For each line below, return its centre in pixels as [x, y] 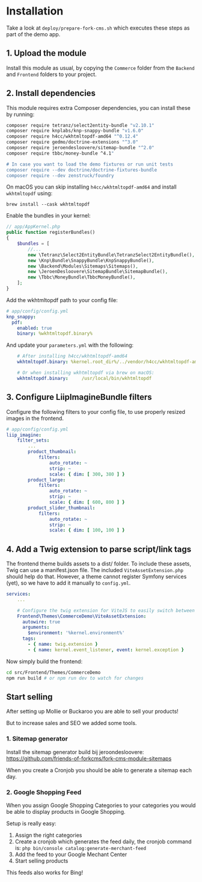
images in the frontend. [35, 418]
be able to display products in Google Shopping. [66, 811]
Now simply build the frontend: [44, 661]
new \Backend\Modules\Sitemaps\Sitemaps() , [83, 266]
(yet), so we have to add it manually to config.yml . [69, 583]
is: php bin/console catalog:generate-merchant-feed [80, 848]
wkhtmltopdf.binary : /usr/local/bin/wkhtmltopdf [84, 378]
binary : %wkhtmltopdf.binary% [55, 333]
